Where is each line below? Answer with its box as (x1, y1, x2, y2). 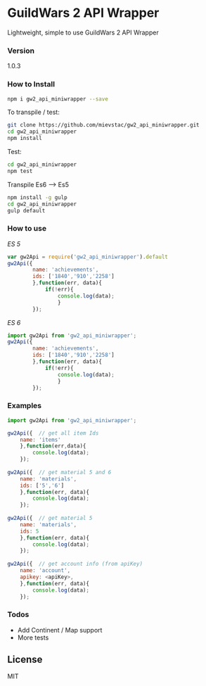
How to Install (7, 80, 55, 89)
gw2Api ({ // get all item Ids (7, 429, 99, 437)
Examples (7, 401, 42, 411)
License (7, 654, 43, 666)
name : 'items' (20, 436, 61, 443)
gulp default (7, 207, 46, 214)
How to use (7, 224, 47, 234)
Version (7, 46, 35, 56)
